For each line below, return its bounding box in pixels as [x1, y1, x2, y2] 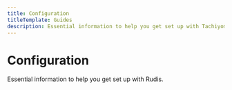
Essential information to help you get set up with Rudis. [7, 75, 164, 83]
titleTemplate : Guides [7, 16, 72, 23]
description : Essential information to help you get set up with [7, 23, 199, 30]
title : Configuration [7, 10, 70, 17]
